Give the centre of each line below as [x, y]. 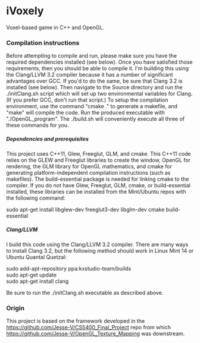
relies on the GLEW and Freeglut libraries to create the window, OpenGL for [99, 160]
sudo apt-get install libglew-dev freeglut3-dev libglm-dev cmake [85, 210]
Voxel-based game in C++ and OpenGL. [55, 27]
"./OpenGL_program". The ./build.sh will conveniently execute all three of [96, 119]
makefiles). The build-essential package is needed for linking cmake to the [98, 179]
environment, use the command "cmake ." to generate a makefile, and [92, 106]
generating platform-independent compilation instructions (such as [88, 173]
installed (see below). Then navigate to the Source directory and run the [94, 87]
